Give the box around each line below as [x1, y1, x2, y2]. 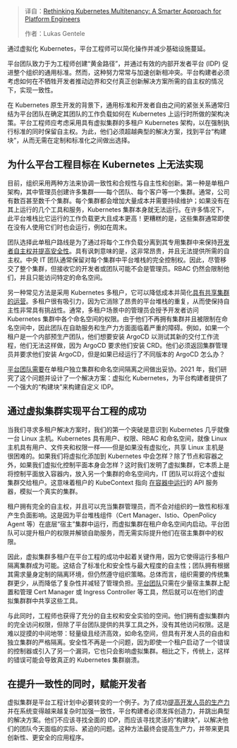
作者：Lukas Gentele [24, 30, 85, 37]
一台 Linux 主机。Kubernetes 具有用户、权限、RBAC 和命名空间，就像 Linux [7, 434, 228, 442]
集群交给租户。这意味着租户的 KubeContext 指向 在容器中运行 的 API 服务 [7, 478, 219, 486]
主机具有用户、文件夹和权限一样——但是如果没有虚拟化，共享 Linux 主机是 [7, 442, 224, 451]
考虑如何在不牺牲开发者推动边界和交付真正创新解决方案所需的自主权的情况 [7, 77, 224, 85]
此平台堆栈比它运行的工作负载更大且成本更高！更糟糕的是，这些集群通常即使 [7, 214, 230, 222]
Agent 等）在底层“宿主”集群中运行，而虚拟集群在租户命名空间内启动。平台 [7, 519, 224, 528]
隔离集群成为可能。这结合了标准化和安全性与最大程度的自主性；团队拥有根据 [7, 561, 230, 569]
